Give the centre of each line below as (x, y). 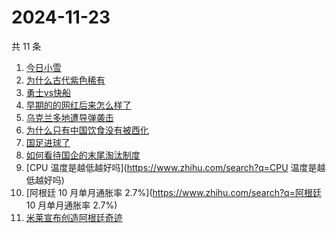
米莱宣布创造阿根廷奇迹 (74, 217)
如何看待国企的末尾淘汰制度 (83, 155)
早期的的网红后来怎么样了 (78, 105)
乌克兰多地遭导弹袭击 (69, 117)
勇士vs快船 (48, 92)
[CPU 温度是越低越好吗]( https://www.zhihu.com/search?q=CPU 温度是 (171, 167)
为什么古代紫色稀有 (65, 80)
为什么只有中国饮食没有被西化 (87, 130)
